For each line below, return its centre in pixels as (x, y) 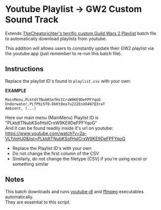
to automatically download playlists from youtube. (56, 39)
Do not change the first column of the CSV (56, 153)
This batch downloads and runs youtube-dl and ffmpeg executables (75, 191)
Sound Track (32, 20)
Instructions (24, 69)
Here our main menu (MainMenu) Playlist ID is (52, 117)
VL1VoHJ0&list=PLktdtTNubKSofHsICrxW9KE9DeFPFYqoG (65, 138)
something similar (30, 164)
